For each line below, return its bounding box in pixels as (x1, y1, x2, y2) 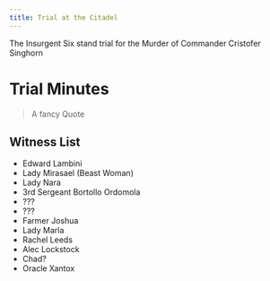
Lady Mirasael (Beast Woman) (22, 168, 135, 179)
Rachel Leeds (22, 234, 74, 245)
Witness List (9, 134, 81, 149)
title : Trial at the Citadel (9, 13, 118, 22)
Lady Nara (22, 177, 61, 189)
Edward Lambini (22, 158, 83, 169)
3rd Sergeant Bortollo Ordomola (22, 187, 141, 198)
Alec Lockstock (22, 244, 80, 255)
